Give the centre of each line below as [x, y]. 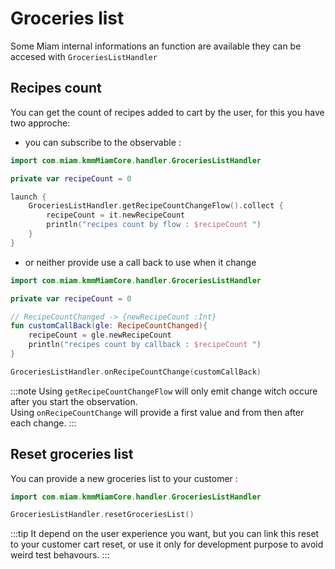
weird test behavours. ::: [60, 555]
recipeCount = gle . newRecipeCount [100, 335]
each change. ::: [43, 423]
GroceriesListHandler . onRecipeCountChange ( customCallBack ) [136, 372]
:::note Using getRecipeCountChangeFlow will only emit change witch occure [164, 391]
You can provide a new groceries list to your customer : [124, 478]
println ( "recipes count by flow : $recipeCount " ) [154, 225]
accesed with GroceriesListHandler [84, 56]
